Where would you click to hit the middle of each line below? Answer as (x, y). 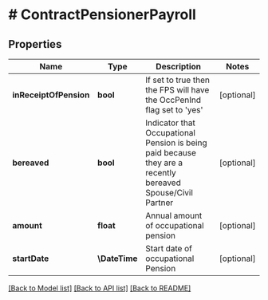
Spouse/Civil (169, 193)
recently (161, 173)
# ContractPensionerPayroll (102, 15)
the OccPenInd (173, 100)
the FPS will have (177, 90)
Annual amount (174, 215)
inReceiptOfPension (51, 95)
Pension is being (176, 143)
